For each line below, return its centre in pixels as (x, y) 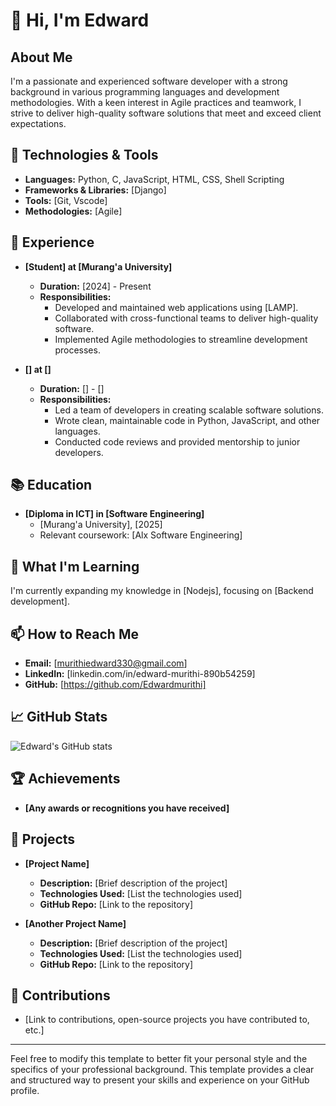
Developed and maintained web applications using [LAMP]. (176, 307)
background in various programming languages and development (145, 92)
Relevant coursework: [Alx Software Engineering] (141, 535)
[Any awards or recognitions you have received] (127, 808)
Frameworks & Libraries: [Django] (95, 190)
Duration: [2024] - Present (95, 286)
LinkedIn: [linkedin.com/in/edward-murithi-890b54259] (140, 674)
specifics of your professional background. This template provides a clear (162, 1070)
